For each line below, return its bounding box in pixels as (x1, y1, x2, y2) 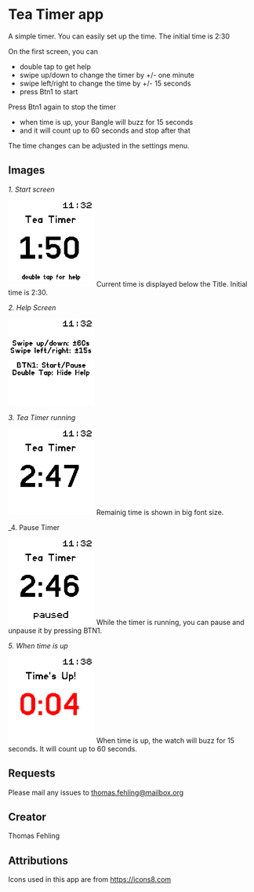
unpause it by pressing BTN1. (8, 626, 103, 635)
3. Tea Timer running (8, 412, 76, 422)
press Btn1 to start (19, 86, 78, 96)
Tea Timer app (8, 5, 104, 24)
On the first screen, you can (8, 46, 99, 56)
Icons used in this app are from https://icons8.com (8, 875, 172, 884)
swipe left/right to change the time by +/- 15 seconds (19, 79, 191, 88)
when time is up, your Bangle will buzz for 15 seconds (19, 117, 194, 126)
